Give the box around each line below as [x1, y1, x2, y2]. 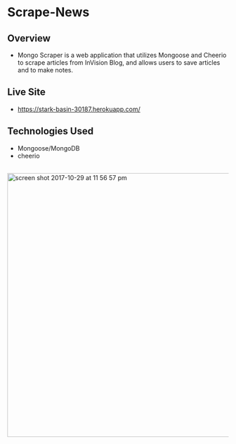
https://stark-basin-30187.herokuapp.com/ [17, 105, 140, 113]
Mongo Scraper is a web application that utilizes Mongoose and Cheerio [17, 51, 227, 59]
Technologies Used [7, 125, 93, 137]
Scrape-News [7, 4, 90, 20]
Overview [7, 32, 51, 44]
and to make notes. [17, 66, 74, 74]
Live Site [7, 86, 46, 99]
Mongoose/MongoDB [17, 144, 80, 152]
